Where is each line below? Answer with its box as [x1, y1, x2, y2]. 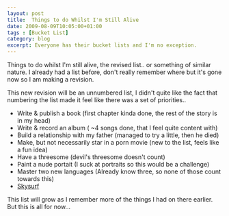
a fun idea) [16, 145, 48, 154]
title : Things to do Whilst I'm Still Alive [7, 16, 139, 23]
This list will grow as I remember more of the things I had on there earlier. [7, 195, 213, 203]
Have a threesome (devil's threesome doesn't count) [16, 153, 165, 161]
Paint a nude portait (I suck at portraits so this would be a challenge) [16, 160, 210, 168]
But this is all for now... [7, 203, 71, 211]
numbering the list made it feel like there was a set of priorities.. [7, 96, 187, 104]
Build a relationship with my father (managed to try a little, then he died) [16, 131, 219, 139]
